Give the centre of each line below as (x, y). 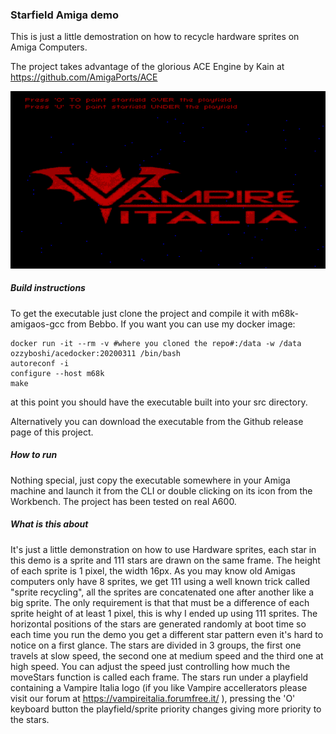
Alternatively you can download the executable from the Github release (157, 421)
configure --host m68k (57, 373)
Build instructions (48, 288)
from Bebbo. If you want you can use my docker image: (181, 324)
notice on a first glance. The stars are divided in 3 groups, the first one (156, 645)
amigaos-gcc (37, 324)
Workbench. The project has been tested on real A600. (123, 501)
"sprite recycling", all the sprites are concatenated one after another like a (162, 592)
